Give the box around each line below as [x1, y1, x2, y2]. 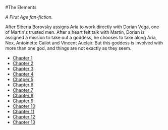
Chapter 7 [12, 87, 34, 93]
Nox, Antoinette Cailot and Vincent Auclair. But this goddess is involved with [5, 40, 163, 46]
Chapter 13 [12, 119, 35, 125]
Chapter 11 [12, 108, 34, 114]
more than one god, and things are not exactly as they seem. [5, 45, 132, 51]
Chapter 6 [12, 82, 34, 88]
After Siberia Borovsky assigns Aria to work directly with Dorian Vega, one [5, 24, 159, 30]
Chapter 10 [12, 103, 36, 109]
